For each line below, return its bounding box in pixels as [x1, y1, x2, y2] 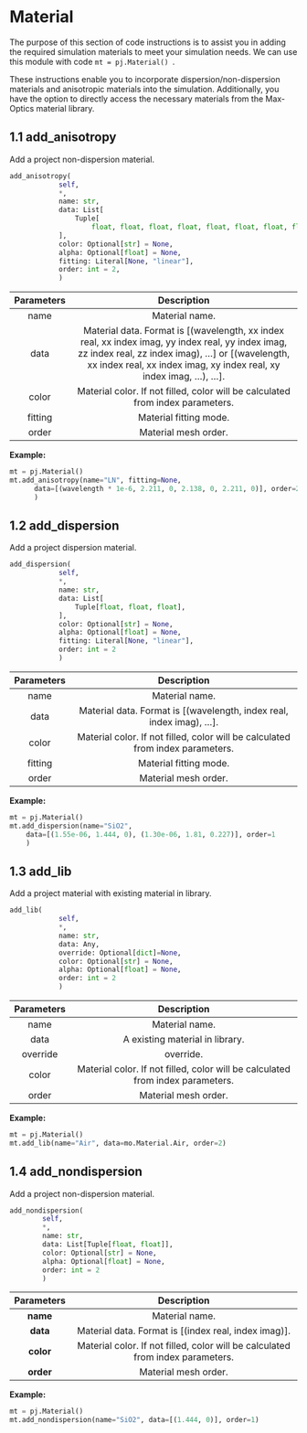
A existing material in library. [122, 1033, 245, 1045]
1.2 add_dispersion [9, 519, 120, 534]
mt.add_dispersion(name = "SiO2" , [9, 821, 132, 830]
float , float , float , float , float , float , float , [90, 222, 288, 231]
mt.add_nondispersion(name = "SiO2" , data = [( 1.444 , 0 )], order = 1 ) [9, 1416, 259, 1425]
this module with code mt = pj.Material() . [9, 56, 175, 67]
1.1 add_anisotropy [9, 130, 117, 145]
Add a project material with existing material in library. [9, 888, 212, 899]
